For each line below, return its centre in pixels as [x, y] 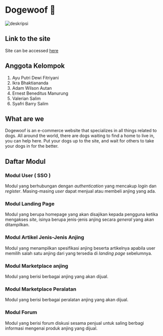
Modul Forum [21, 313]
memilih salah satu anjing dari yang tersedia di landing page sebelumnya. [79, 253]
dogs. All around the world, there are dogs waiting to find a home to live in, [80, 136]
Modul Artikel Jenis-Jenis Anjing [45, 237]
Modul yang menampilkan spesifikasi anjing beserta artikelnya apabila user [80, 248]
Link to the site [28, 39]
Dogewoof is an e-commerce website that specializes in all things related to [81, 131]
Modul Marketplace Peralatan [41, 289]
